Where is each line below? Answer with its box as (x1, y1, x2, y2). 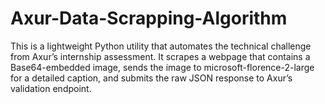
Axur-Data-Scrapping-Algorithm (10, 7, 288, 30)
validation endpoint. (10, 82, 92, 94)
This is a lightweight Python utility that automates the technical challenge (10, 40, 312, 52)
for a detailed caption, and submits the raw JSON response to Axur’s (10, 72, 293, 84)
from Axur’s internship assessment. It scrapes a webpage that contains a (10, 50, 311, 62)
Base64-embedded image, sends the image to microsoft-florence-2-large (10, 61, 315, 73)
